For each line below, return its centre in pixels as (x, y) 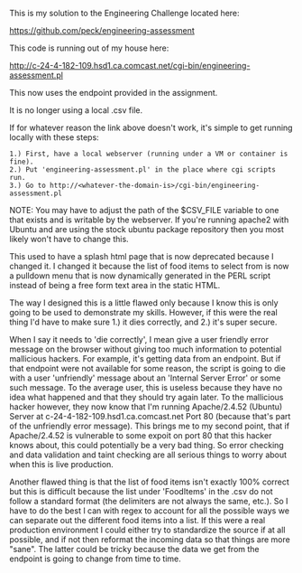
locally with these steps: (54, 137)
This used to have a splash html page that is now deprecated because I (142, 256)
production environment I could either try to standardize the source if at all (147, 530)
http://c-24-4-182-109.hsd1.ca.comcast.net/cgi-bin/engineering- (130, 66)
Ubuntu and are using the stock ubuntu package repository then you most (146, 229)
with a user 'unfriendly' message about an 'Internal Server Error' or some (145, 378)
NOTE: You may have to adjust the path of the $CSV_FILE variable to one (144, 210)
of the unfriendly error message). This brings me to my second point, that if (150, 426)
